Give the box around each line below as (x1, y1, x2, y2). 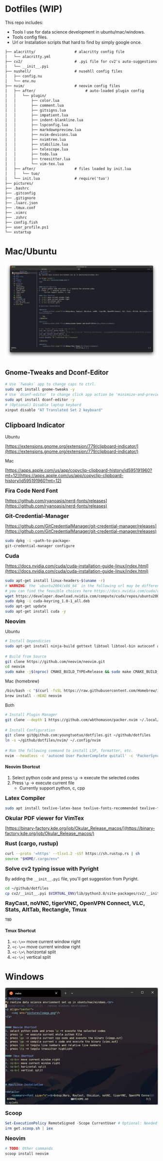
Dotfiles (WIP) (5, 3, 63, 15)
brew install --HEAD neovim (5, 694, 62, 698)
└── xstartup (5, 230, 32, 234)
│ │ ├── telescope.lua (5, 147, 68, 152)
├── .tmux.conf (5, 205, 36, 210)
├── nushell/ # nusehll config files (5, 69, 123, 74)
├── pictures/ (5, 181, 34, 186)
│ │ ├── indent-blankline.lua (5, 117, 83, 122)
